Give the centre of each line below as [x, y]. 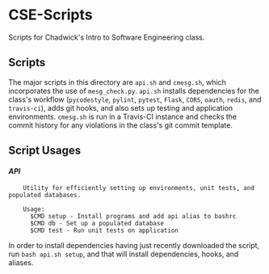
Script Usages [45, 151]
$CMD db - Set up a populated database [97, 224]
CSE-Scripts [50, 15]
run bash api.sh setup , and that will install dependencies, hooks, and [124, 254]
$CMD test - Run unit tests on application [104, 231]
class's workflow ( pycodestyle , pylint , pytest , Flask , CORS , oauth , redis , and [135, 99]
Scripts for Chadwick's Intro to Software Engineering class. [107, 37]
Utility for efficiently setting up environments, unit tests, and [139, 188]
